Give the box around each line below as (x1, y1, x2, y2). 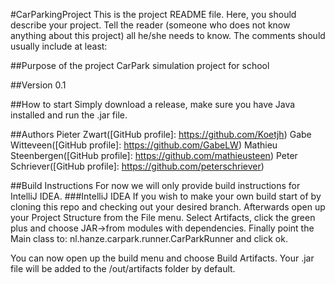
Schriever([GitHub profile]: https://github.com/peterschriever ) (10, 160, 265, 172)
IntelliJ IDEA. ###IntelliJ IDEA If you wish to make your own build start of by (10, 190, 322, 202)
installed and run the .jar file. (10, 109, 128, 121)
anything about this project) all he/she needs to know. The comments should (10, 30, 326, 41)
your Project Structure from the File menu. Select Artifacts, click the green (10, 212, 316, 223)
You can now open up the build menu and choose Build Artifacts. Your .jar (10, 252, 315, 264)
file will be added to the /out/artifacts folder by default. (10, 263, 236, 274)
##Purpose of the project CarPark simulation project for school (10, 60, 270, 71)
